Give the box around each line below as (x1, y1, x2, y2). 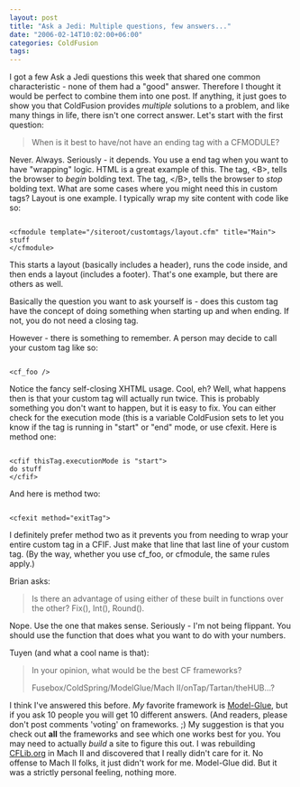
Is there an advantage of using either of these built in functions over (31, 593, 284, 605)
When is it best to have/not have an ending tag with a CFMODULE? (31, 137, 280, 148)
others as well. (9, 279, 64, 290)
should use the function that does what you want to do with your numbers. (9, 630, 286, 641)
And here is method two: (9, 488, 101, 499)
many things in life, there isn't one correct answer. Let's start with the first (9, 110, 284, 121)
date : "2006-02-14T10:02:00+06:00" (9, 30, 143, 39)
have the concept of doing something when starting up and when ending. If (9, 306, 290, 317)
